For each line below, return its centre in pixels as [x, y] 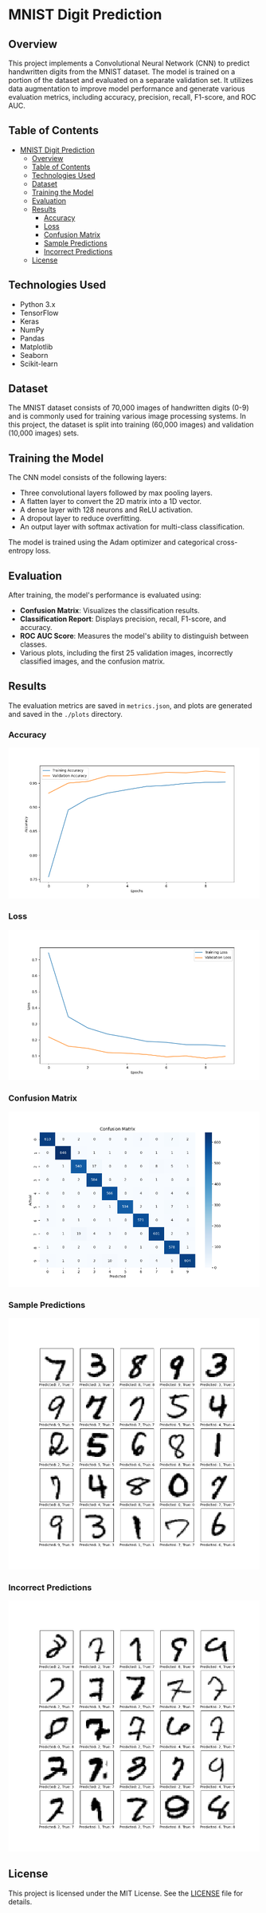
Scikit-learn [39, 364]
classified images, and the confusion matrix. [92, 661]
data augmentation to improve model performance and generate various [127, 89]
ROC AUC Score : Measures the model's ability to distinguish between [134, 636]
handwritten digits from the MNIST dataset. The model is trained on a [122, 72]
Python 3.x [37, 304]
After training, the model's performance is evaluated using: [105, 595]
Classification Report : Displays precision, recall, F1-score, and [123, 619]
